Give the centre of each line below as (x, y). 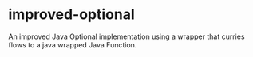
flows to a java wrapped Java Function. (73, 44)
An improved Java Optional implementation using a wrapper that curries (126, 36)
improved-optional (71, 15)
